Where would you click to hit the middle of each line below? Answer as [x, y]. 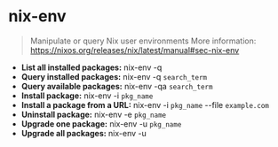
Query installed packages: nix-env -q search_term [114, 76]
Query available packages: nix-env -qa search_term [117, 86]
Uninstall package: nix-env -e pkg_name [94, 114]
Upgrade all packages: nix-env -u [84, 133]
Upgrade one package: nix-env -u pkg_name [101, 124]
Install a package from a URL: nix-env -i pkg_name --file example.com [145, 104]
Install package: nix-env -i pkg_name [87, 96]
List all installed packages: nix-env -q [91, 67]
